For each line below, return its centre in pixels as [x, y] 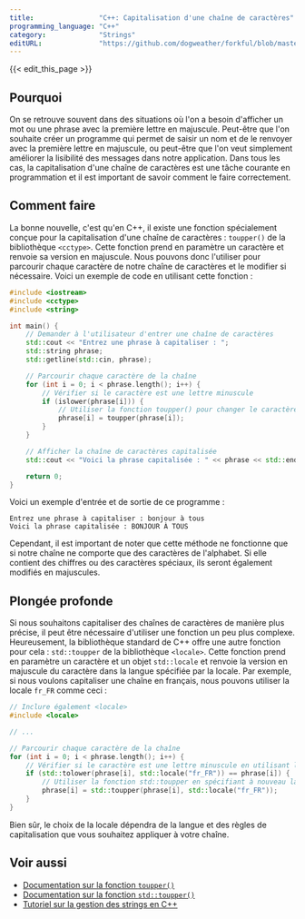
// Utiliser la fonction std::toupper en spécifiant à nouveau [164, 782]
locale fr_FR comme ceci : [58, 690]
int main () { [34, 326]
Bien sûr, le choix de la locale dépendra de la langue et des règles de [138, 825]
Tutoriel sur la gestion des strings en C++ [100, 904]
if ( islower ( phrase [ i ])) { [93, 401]
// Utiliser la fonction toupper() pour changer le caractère [178, 410]
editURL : [26, 43]
